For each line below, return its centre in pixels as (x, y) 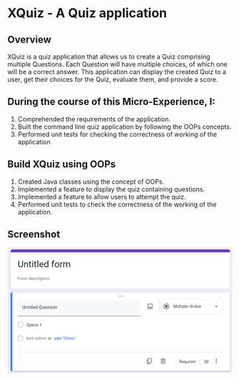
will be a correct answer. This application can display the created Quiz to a (117, 72)
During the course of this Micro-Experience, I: (111, 102)
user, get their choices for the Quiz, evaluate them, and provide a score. (113, 79)
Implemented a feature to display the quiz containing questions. (111, 189)
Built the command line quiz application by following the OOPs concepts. (124, 126)
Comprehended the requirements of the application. (94, 119)
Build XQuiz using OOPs (62, 165)
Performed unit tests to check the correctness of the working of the (117, 204)
